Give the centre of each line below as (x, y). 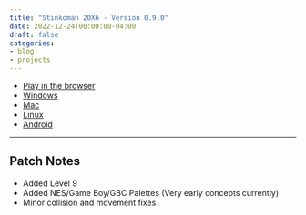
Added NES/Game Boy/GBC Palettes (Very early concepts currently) (151, 192)
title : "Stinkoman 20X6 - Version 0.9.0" (89, 18)
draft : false (34, 34)
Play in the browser (59, 86)
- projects (30, 60)
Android (37, 124)
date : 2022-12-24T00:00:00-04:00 (73, 26)
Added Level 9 (50, 183)
